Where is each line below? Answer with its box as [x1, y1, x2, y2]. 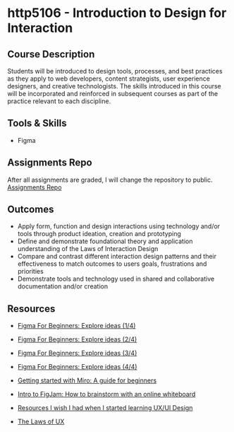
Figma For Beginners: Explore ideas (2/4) [17, 335, 137, 344]
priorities [17, 267, 44, 276]
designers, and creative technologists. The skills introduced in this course [7, 82, 222, 90]
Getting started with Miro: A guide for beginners [17, 376, 157, 385]
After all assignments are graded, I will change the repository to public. [7, 175, 213, 184]
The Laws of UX [17, 417, 65, 426]
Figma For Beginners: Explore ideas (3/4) [17, 349, 137, 358]
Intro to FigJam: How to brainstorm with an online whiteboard [17, 390, 196, 399]
